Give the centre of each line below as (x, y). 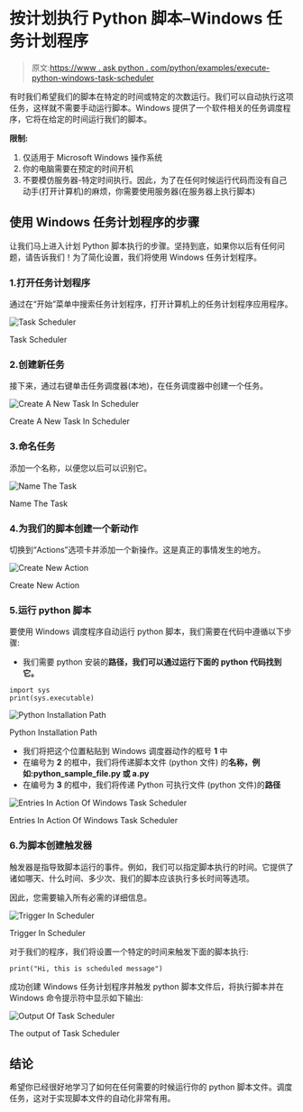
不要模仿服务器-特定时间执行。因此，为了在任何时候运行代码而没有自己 (155, 179)
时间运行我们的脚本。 (111, 119)
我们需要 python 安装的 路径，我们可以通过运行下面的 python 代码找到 (152, 662)
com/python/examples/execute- (210, 68)
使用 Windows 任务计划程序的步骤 (105, 222)
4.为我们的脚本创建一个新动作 (74, 528)
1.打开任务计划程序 (50, 282)
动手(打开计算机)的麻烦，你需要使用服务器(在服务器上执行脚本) (139, 191)
